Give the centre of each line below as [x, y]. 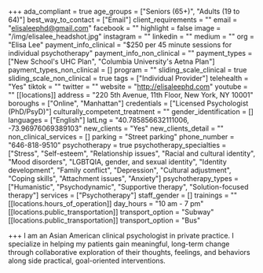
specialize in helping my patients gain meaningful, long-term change [119, 244]
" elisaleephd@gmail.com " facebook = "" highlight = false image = [115, 28]
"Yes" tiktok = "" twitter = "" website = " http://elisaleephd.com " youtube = [128, 87]
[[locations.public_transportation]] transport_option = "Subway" [111, 212]
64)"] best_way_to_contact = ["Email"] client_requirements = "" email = [123, 20]
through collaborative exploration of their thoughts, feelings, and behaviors [129, 252]
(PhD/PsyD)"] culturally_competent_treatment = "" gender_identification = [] [131, 112]
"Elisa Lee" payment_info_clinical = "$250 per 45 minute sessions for [120, 45]
